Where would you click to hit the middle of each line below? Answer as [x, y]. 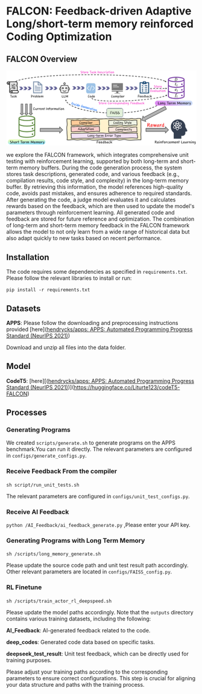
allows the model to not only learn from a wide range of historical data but [98, 232]
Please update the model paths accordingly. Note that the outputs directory [100, 612]
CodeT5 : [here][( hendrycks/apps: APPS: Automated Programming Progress [100, 380]
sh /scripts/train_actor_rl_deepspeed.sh [59, 601]
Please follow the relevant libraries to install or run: [69, 278]
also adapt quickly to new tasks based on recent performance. [84, 238]
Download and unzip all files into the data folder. [66, 347]
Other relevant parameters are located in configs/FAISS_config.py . [89, 572]
